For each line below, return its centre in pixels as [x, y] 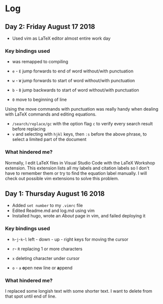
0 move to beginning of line [39, 100]
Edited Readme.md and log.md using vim [53, 210]
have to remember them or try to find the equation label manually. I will [76, 173]
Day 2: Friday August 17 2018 [50, 27]
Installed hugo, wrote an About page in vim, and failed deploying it [79, 216]
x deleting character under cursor [46, 258]
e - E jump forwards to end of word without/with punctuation [73, 71]
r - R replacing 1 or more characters [47, 249]
